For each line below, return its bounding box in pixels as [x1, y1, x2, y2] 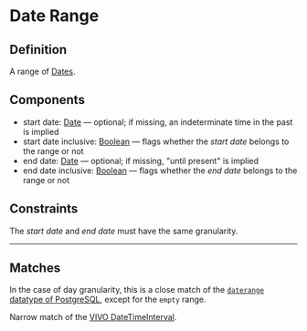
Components [9, 92, 85, 108]
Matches [9, 261, 61, 276]
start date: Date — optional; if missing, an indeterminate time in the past [22, 116, 293, 128]
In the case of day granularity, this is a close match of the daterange [9, 284, 265, 295]
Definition [9, 42, 67, 57]
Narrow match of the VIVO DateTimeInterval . [9, 312, 177, 323]
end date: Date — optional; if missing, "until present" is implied [22, 155, 259, 166]
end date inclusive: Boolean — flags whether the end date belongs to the [22, 165, 298, 176]
